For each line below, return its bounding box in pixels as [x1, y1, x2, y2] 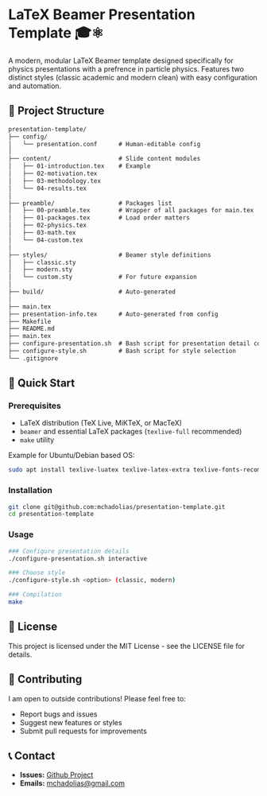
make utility [19, 435, 55, 445]
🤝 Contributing [8, 673, 83, 686]
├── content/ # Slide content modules [8, 155, 201, 163]
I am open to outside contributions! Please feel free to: [8, 693, 187, 703]
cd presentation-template [8, 511, 94, 518]
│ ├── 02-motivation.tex [8, 169, 98, 177]
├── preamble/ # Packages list [8, 199, 172, 208]
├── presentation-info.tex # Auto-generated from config [8, 310, 219, 318]
